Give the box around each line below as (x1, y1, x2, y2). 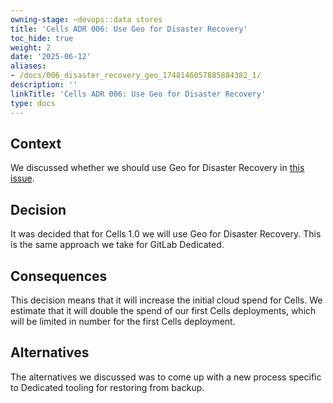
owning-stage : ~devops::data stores (10, 14, 163, 25)
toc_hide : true (10, 33, 74, 43)
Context (10, 135, 62, 152)
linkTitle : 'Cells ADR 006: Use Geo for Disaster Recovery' (10, 89, 267, 99)
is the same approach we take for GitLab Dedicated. (10, 239, 225, 251)
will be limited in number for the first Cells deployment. (10, 315, 236, 327)
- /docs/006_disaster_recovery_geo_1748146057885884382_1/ (10, 71, 262, 81)
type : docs (10, 98, 56, 108)
